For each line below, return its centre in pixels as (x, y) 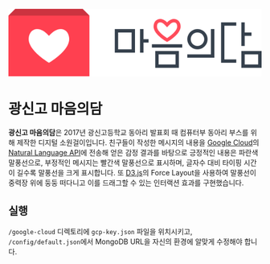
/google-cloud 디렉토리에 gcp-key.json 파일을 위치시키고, (100, 232)
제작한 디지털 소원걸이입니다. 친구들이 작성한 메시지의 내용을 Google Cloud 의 (138, 142)
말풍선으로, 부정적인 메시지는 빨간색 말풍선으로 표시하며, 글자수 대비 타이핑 (125, 163)
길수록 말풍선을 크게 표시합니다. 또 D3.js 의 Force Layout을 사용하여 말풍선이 (137, 173)
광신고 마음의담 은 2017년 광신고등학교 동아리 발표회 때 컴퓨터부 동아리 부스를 (129, 133)
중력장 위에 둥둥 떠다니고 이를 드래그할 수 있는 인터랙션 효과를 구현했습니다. (126, 183)
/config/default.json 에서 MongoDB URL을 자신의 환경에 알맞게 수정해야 (125, 241)
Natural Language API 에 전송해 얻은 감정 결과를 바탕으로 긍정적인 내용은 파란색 (133, 153)
